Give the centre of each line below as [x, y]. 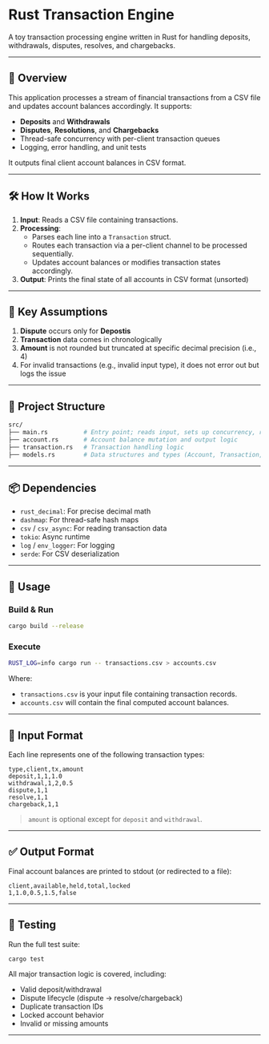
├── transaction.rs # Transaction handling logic [96, 447]
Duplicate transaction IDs [62, 1006]
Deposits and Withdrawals [65, 121]
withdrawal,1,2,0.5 [41, 783]
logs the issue [43, 373]
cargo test [26, 959]
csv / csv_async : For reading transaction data [93, 528]
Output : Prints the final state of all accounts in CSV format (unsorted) [134, 279]
